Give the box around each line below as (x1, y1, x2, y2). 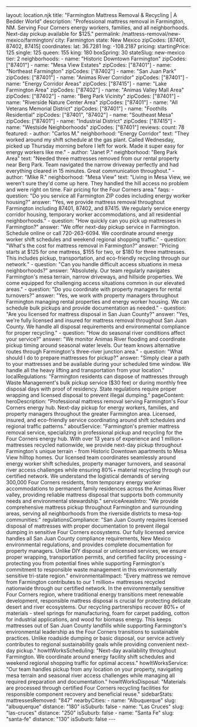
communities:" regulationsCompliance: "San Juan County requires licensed (6, 517, 188, 523)
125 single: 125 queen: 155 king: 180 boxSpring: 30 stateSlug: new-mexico (6, 49, 185, 56)
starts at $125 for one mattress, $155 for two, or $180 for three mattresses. (6, 249, 186, 255)
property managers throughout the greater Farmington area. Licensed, (6, 410, 176, 417)
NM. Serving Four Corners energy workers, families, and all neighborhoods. (6, 24, 189, 31)
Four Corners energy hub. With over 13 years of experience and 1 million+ (6, 435, 184, 442)
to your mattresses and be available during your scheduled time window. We (6, 361, 191, 367)
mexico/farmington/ (6, 36, 54, 43)
